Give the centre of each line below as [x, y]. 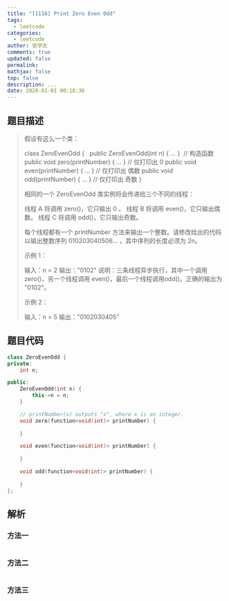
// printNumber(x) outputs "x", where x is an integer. [102, 414]
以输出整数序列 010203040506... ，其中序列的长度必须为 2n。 [112, 240]
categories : [24, 33]
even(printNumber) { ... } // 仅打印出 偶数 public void [99, 170]
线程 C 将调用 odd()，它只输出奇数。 [90, 217]
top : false [23, 78]
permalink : [23, 65]
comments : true [29, 53]
